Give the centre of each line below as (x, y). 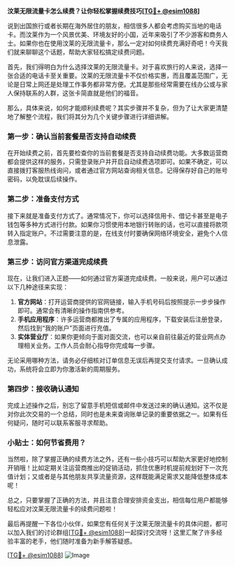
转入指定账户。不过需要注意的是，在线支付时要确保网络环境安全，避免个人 (114, 233)
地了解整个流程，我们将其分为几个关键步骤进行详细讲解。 (90, 117)
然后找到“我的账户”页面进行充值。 (66, 328)
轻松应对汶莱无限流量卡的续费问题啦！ (62, 509)
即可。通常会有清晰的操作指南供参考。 (72, 310)
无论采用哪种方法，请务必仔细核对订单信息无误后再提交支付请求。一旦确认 (114, 360)
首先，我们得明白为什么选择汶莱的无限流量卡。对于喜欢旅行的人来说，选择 (114, 67)
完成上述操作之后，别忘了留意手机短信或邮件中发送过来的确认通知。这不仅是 (117, 405)
